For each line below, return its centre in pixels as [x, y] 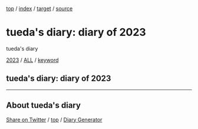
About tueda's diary [44, 105]
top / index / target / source [39, 9]
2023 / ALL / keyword [32, 60]
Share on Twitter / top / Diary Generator [54, 120]
